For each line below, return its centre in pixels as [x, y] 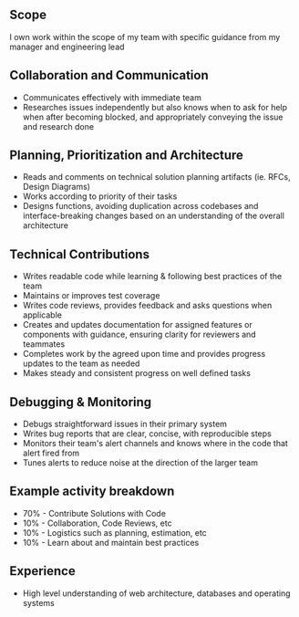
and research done [58, 126]
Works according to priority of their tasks [100, 196]
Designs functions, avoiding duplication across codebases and [140, 206]
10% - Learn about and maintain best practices [111, 542]
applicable [42, 315]
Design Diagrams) [57, 187]
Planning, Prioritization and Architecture [127, 156]
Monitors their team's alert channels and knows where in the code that [155, 444]
